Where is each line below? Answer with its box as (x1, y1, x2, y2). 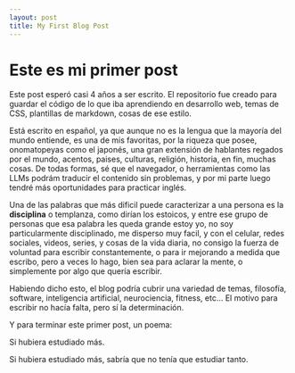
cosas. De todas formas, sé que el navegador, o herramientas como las (9, 163, 271, 174)
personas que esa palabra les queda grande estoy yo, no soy (9, 219, 234, 229)
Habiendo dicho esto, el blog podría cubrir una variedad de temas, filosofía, (9, 283, 287, 294)
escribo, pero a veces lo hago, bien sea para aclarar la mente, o (9, 256, 243, 268)
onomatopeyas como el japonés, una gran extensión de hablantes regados (9, 145, 283, 155)
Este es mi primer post (9, 60, 178, 80)
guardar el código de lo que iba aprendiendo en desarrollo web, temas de (9, 99, 279, 110)
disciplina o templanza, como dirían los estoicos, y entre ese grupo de (9, 209, 269, 220)
